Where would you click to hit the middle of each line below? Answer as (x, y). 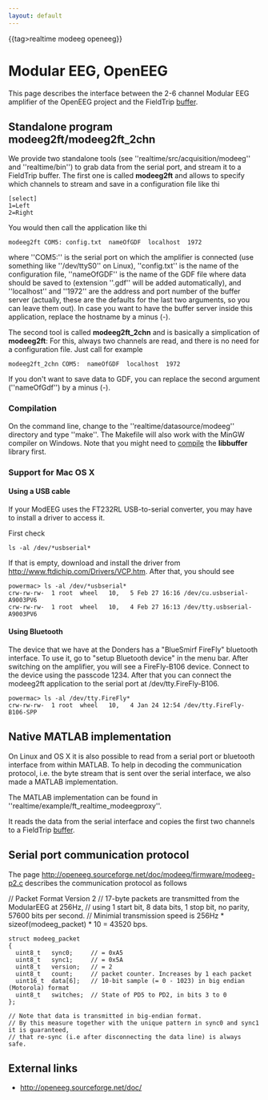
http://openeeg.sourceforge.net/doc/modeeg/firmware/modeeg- (148, 874)
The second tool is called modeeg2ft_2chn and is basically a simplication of (134, 333)
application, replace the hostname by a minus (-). (89, 317)
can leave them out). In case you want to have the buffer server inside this (131, 309)
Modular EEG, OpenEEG (88, 71)
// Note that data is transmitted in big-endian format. (105, 1016)
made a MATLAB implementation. (63, 782)
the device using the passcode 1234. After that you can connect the (120, 675)
